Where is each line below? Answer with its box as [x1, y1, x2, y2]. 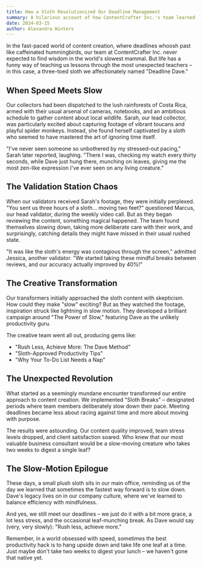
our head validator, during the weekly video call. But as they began [6, 211, 172, 218]
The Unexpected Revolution [6, 373, 113, 384]
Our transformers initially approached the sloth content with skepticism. [6, 294, 185, 302]
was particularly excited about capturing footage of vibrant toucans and [6, 121, 185, 128]
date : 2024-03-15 [6, 20, 50, 26]
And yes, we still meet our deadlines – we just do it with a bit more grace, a [6, 510, 192, 518]
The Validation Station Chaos [6, 182, 118, 192]
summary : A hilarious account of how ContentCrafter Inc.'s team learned [6, 14, 196, 21]
